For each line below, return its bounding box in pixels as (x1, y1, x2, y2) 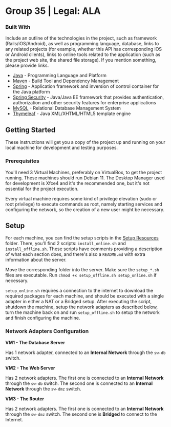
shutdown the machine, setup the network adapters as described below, (5, 304, 158, 310)
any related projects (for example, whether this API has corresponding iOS (5, 46, 162, 52)
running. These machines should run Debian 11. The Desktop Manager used (5, 175, 165, 181)
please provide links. (5, 62, 49, 69)
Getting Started (5, 125, 56, 134)
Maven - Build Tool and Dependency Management (12, 78, 119, 84)
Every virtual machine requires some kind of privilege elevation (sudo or (5, 195, 157, 201)
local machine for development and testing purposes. (5, 144, 118, 151)
